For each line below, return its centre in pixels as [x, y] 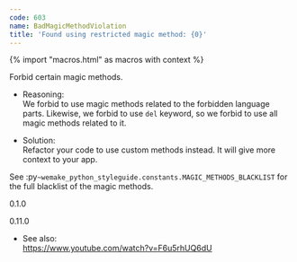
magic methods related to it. [74, 123]
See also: [40, 239]
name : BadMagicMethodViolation [68, 26]
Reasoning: [43, 94]
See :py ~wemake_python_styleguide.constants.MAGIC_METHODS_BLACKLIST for [148, 177]
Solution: [39, 141]
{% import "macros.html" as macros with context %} [107, 60]
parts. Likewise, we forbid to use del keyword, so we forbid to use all [150, 114]
